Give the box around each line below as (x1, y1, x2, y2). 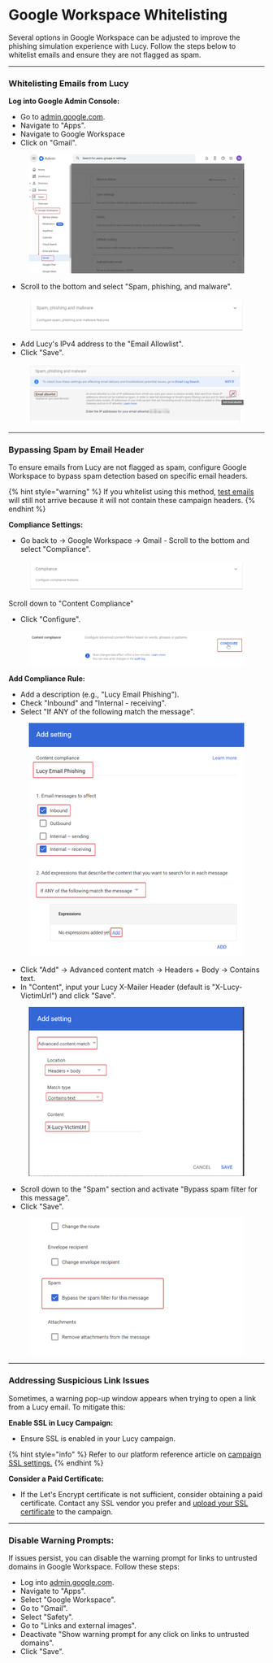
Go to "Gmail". (19, 1604, 68, 1613)
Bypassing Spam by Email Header (8, 445, 145, 455)
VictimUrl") (19, 991, 58, 1001)
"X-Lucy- (211, 982, 243, 992)
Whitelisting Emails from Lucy (8, 77, 129, 89)
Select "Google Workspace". (19, 1595, 116, 1604)
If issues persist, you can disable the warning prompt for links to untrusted (8, 1553, 258, 1563)
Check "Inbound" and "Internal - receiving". (19, 698, 167, 708)
